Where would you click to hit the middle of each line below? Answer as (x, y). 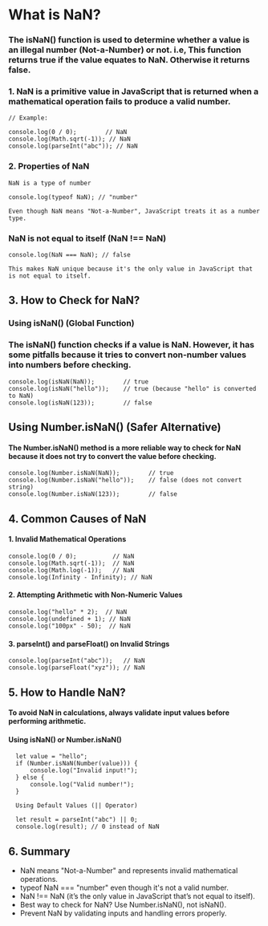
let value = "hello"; (52, 757)
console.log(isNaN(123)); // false (80, 403)
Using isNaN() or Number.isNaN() (65, 739)
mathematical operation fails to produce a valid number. (120, 102)
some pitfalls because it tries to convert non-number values (128, 355)
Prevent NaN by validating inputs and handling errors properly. (123, 913)
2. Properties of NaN (49, 166)
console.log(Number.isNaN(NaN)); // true (91, 473)
